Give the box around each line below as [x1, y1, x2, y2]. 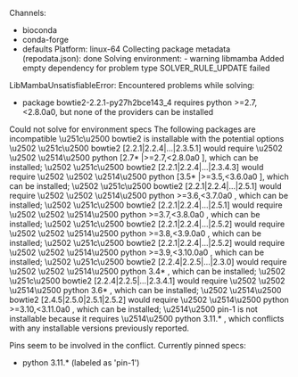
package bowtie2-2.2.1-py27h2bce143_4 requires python [21, 97, 233, 108]
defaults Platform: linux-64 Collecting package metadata [21, 44, 231, 54]
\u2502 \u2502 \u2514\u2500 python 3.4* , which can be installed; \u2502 [9, 266, 286, 276]
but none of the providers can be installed [59, 107, 214, 117]
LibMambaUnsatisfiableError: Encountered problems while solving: [9, 80, 255, 90]
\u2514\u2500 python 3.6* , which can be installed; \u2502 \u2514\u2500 [9, 285, 282, 295]
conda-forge [21, 35, 70, 45]
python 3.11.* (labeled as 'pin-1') [21, 357, 140, 368]
